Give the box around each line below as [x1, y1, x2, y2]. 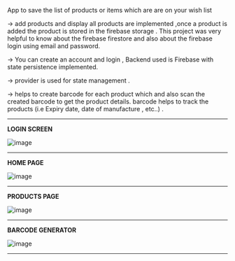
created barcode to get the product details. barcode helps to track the [7, 97, 209, 106]
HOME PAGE [7, 159, 44, 167]
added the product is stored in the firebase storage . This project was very [7, 27, 222, 35]
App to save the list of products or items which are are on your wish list [7, 6, 212, 14]
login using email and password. [7, 42, 101, 50]
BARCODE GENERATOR [7, 226, 77, 234]
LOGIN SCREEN [7, 125, 53, 133]
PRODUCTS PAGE [7, 192, 59, 200]
